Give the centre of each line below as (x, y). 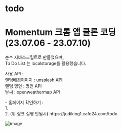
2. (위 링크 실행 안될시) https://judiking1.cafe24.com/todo (61, 114)
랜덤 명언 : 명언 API (23, 86)
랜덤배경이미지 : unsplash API (34, 80)
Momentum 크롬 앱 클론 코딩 (61, 33)
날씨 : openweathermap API (32, 92)
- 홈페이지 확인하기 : (24, 103)
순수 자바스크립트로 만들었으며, (35, 57)
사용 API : (14, 74)
